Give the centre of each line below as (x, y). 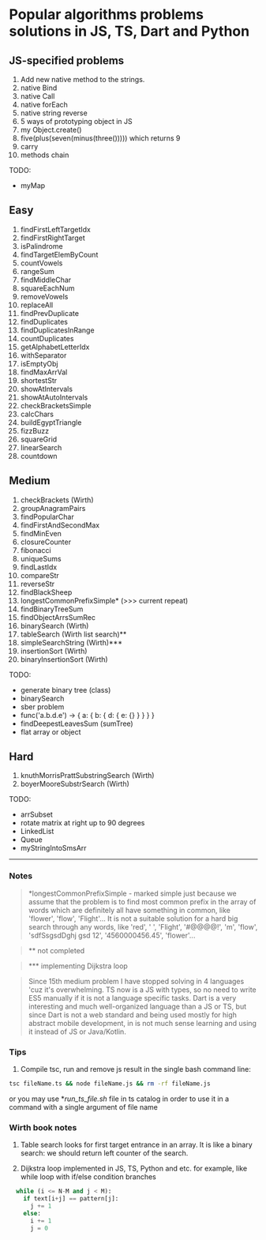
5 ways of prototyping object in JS (76, 121)
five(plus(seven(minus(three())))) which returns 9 (100, 138)
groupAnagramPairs (53, 508)
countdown (39, 456)
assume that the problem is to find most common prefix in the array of (142, 901)
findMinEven (41, 533)
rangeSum (37, 271)
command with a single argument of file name (84, 1107)
